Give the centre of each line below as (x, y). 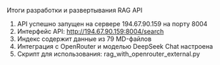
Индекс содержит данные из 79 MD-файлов (84, 39)
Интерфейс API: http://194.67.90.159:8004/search (90, 31)
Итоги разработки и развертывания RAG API (75, 10)
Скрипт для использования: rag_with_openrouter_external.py (109, 54)
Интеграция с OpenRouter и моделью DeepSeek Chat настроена (115, 46)
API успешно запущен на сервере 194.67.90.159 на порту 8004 (112, 24)
